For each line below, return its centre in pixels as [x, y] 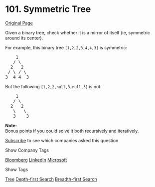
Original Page [19, 23]
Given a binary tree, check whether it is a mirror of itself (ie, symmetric [78, 32]
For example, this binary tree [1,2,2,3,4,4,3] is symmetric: [66, 47]
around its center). [24, 38]
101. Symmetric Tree [48, 9]
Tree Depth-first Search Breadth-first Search [51, 179]
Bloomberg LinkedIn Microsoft [36, 160]
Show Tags [17, 169]
